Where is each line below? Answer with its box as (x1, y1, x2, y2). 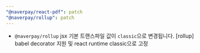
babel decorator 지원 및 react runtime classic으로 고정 (14, 40, 148, 47)
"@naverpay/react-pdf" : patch (6, 9, 83, 15)
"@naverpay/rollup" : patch (6, 15, 75, 21)
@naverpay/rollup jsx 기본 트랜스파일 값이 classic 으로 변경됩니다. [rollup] (14, 32, 194, 40)
